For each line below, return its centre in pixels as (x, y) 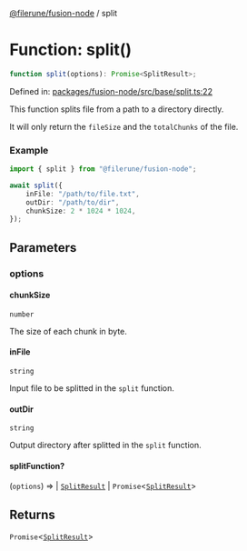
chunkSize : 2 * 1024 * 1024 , (81, 211)
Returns (33, 514)
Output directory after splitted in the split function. (105, 446)
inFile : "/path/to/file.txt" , (83, 194)
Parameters (43, 248)
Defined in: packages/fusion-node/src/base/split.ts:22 (111, 91)
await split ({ (36, 185)
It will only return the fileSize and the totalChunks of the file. (124, 126)
